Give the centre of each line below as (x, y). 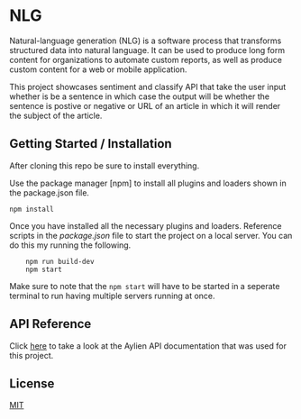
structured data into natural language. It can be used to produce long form (147, 50)
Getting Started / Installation (91, 144)
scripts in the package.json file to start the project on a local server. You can (151, 235)
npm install (32, 209)
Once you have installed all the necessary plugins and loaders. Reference (146, 225)
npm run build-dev (60, 261)
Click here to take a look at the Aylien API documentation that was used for (148, 346)
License (32, 383)
